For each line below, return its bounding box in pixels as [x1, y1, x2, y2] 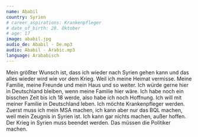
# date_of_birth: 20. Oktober [6, 25, 81, 31]
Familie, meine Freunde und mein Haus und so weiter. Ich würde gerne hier [6, 81, 189, 89]
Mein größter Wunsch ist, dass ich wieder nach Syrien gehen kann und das [6, 68, 189, 76]
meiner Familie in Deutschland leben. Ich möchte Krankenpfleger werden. [6, 100, 185, 107]
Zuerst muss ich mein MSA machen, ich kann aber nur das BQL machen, [6, 106, 183, 113]
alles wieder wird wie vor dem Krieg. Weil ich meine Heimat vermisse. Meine [6, 75, 192, 82]
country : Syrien [6, 14, 46, 20]
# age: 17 [6, 31, 31, 37]
